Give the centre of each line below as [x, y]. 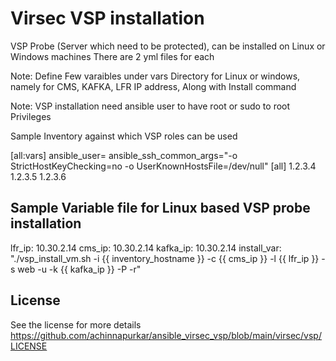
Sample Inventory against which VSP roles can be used [124, 136]
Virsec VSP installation [107, 18]
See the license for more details [76, 324]
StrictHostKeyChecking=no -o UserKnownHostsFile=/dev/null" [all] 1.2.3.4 [163, 166]
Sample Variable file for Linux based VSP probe [160, 208]
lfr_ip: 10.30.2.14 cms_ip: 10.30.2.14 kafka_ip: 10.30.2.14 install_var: [146, 248]
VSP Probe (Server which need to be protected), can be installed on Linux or [168, 46]
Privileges [31, 116]
